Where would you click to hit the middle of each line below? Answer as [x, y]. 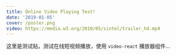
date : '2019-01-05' [31, 17]
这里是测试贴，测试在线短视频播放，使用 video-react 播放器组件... [88, 46]
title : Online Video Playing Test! [51, 12]
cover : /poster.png [31, 23]
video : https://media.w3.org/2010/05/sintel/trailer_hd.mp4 [83, 28]
